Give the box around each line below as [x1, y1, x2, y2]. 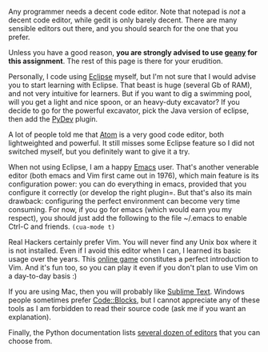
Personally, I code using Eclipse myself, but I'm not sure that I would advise [8, 72, 256, 81]
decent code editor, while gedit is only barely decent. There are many [8, 15, 238, 25]
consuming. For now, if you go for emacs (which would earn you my [8, 205, 232, 214]
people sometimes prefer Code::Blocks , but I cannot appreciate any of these [8, 295, 260, 305]
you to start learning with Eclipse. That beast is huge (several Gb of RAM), [8, 80, 253, 90]
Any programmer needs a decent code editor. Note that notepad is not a [8, 7, 246, 16]
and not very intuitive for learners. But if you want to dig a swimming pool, [8, 89, 252, 98]
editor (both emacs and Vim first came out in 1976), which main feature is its [8, 171, 259, 180]
